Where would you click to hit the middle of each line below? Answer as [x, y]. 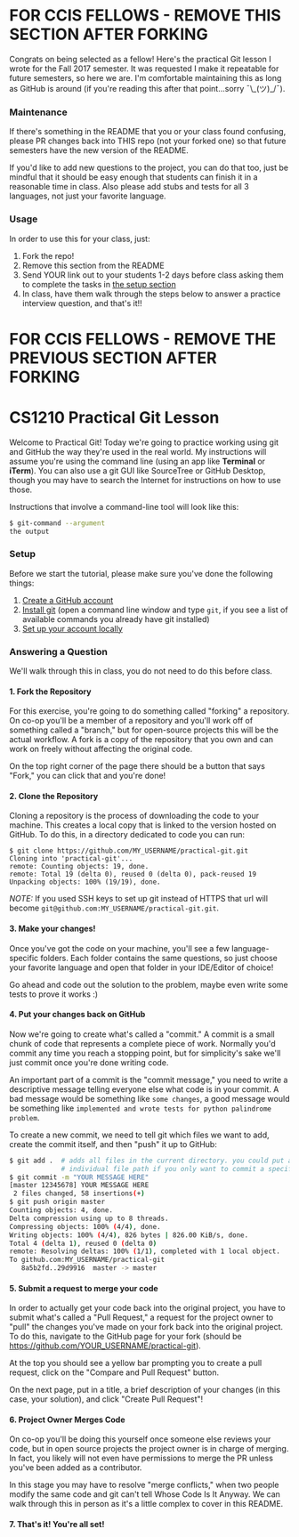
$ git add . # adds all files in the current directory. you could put [147, 1161]
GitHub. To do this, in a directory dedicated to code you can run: [127, 835]
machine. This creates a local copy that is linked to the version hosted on [143, 825]
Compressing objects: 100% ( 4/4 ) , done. [85, 1226]
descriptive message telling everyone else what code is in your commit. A [144, 1089]
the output [29, 531]
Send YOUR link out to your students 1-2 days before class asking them [153, 275]
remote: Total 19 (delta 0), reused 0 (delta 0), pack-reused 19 [133, 874]
